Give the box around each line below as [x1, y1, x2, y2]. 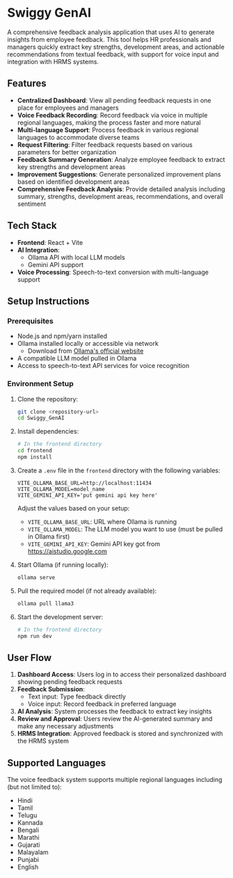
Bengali [17, 826, 40, 834]
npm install [17, 454, 52, 461]
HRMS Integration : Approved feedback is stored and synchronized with [17, 729, 223, 738]
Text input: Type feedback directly [27, 692, 127, 701]
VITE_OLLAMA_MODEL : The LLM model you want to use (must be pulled [27, 525, 223, 533]
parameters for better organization [17, 147, 117, 156]
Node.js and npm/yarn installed [17, 332, 108, 340]
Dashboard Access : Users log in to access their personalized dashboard [17, 670, 227, 679]
